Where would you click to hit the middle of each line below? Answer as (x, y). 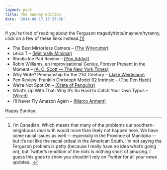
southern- (144, 125)
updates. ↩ (25, 162)
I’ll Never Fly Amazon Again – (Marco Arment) (59, 101)
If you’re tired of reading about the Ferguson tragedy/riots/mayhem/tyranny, (83, 33)
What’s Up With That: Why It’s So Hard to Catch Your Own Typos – (80, 91)
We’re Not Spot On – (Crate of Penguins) (54, 85)
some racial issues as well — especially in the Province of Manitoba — (84, 136)
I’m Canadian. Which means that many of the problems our (73, 125)
